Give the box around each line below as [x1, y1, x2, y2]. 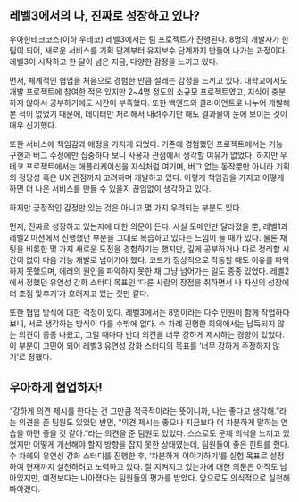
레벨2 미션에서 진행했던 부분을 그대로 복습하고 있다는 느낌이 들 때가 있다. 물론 [9, 232, 278, 243]
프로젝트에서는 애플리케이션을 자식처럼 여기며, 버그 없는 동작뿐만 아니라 [25, 160, 274, 171]
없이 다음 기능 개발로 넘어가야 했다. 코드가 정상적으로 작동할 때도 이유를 [25, 254, 274, 265]
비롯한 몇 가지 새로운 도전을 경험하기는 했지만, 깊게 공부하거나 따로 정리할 [25, 243, 281, 254]
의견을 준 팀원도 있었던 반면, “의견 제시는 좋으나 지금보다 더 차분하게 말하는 [18, 416, 279, 427]
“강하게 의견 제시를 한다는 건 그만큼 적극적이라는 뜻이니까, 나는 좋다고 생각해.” [9, 405, 280, 416]
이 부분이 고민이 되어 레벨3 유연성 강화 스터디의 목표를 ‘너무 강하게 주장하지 [9, 340, 270, 350]
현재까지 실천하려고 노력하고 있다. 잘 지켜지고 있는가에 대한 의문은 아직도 [25, 461, 278, 472]
